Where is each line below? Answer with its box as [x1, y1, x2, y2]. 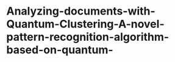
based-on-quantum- [6, 43, 114, 57]
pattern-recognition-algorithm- [6, 30, 170, 44]
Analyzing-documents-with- [6, 4, 155, 18]
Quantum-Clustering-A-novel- [6, 17, 165, 31]
